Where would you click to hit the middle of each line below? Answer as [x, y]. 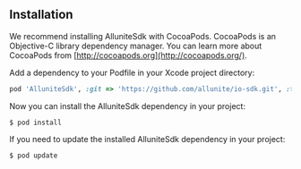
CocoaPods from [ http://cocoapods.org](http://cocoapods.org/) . [129, 55]
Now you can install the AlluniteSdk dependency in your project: [128, 106]
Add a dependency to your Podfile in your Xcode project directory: [132, 72]
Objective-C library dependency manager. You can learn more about [136, 46]
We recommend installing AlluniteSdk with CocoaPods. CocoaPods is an [142, 36]
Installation [41, 15]
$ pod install [36, 123]
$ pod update [34, 156]
